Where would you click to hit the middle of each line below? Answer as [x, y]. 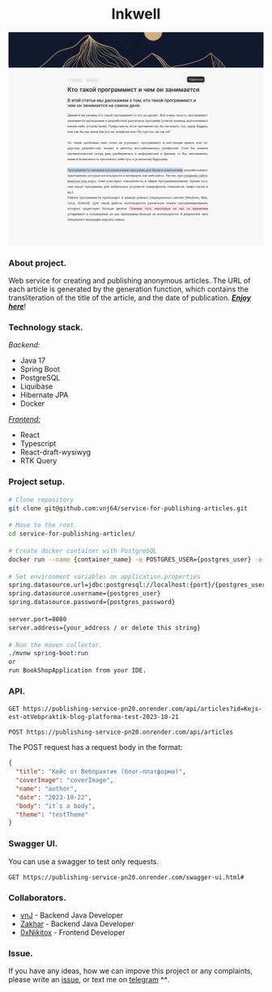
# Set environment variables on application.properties [104, 577]
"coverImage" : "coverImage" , [65, 781]
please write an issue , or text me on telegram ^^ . [89, 980]
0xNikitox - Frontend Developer [72, 932]
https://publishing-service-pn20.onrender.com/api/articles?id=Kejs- [143, 709]
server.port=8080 [38, 619]
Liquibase [36, 386]
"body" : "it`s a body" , [55, 806]
